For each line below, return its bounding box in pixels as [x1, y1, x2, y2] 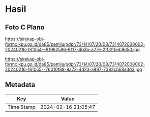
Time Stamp [7, 103, 36, 110]
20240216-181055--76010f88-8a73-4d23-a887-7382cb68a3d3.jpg [5, 66, 142, 72]
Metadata [5, 81, 35, 89]
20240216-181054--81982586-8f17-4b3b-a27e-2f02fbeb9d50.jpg [5, 47, 140, 52]
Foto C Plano [5, 23, 45, 31]
